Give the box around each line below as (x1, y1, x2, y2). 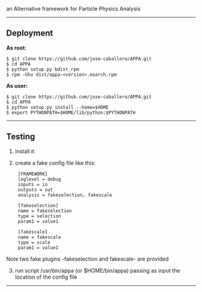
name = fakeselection (17, 208, 72, 214)
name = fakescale (17, 234, 61, 240)
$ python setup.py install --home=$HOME (6, 104, 109, 110)
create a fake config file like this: (14, 159, 96, 166)
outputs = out (17, 187, 54, 193)
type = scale (17, 239, 50, 246)
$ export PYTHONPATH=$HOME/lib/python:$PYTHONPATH (6, 110, 136, 116)
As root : (6, 44, 27, 51)
